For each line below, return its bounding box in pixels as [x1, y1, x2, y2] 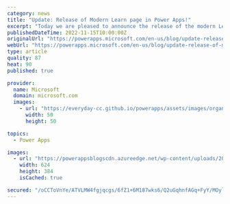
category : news [7, 10, 51, 17]
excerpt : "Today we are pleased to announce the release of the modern [7, 23, 216, 29]
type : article [7, 49, 48, 55]
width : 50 [25, 112, 53, 118]
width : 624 [19, 162, 51, 168]
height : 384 [19, 168, 53, 175]
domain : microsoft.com [13, 92, 78, 99]
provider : [7, 79, 36, 86]
